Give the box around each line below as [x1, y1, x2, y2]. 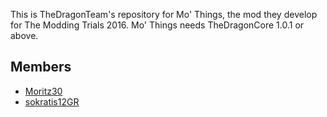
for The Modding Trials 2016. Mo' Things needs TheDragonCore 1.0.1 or [10, 19, 305, 31]
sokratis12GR [24, 95, 80, 108]
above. [10, 30, 39, 41]
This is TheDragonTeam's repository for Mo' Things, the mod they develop [10, 9, 318, 20]
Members [10, 59, 72, 76]
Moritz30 [24, 85, 63, 97]
